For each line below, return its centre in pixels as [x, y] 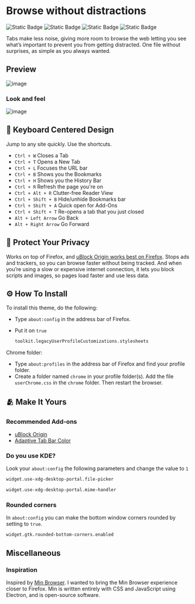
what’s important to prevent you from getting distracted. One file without [93, 45]
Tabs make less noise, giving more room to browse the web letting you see [96, 38]
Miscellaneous [33, 553]
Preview [21, 70]
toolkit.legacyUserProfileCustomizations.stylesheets [81, 342]
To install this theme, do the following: [52, 308]
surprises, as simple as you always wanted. [59, 50]
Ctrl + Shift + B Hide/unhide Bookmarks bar [70, 199]
